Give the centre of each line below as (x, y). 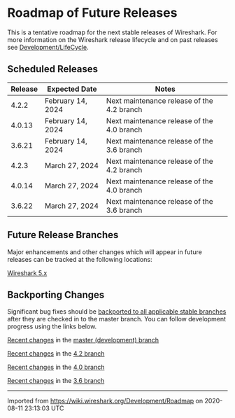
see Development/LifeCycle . (48, 47)
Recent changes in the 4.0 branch (56, 367)
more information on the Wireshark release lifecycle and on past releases (113, 39)
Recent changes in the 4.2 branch (56, 354)
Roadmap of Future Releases (92, 13)
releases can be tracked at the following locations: (80, 259)
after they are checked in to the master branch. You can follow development (116, 319)
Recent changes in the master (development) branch (83, 340)
